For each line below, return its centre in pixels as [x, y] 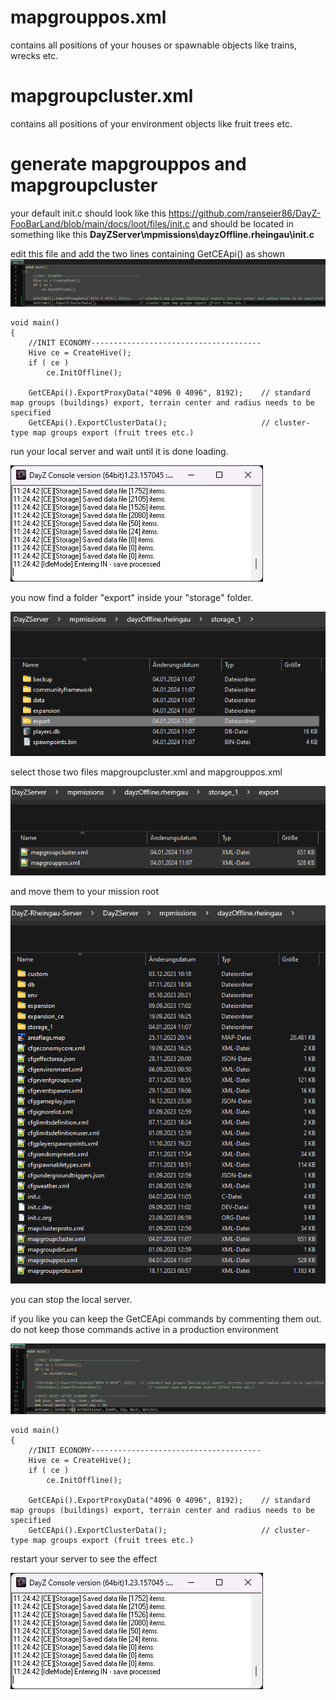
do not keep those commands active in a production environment [144, 1329]
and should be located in [242, 223]
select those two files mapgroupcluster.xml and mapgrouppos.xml [146, 772]
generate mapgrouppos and [128, 164]
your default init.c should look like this [88, 213]
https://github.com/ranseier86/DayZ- [245, 213]
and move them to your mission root [85, 891]
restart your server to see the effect [84, 1558]
